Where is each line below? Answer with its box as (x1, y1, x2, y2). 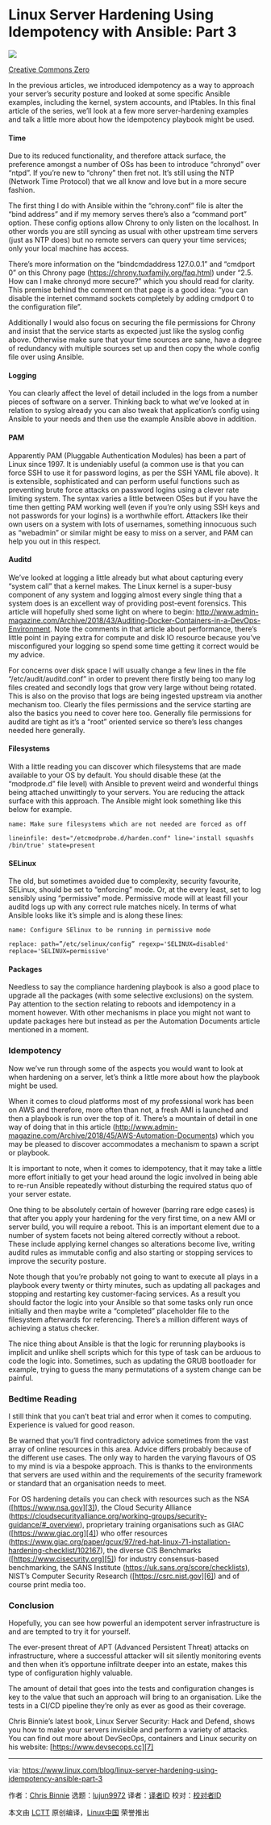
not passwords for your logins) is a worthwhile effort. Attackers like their (8, 510, 248, 520)
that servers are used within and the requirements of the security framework (8, 1469, 263, 1479)
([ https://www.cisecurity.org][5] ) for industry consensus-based (8, 1554, 219, 1564)
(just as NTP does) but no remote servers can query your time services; (8, 235, 248, 245)
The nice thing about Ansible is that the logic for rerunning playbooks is (8, 1339, 246, 1348)
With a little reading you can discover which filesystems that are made (8, 761, 242, 771)
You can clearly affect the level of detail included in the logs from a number (8, 389, 258, 398)
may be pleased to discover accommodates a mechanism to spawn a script (8, 1139, 260, 1148)
